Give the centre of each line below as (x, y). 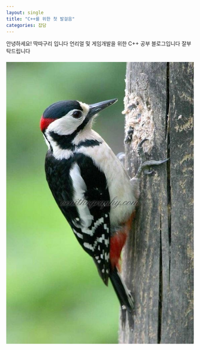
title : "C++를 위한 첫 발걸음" (40, 19)
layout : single (25, 13)
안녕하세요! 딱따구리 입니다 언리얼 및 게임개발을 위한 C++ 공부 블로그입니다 (93, 44)
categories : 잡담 (26, 25)
